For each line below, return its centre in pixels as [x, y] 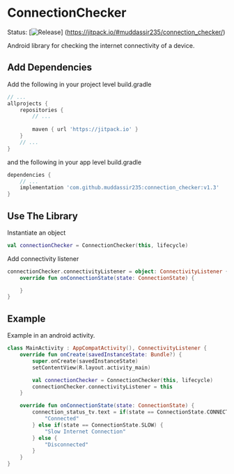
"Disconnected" [67, 444]
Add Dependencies [50, 68]
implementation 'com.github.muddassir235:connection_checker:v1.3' [119, 188]
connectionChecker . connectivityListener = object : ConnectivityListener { [118, 271]
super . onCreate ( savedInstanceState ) [85, 361]
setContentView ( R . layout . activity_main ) [92, 368]
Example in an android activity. [51, 335]
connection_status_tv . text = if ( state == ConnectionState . [120, 412]
